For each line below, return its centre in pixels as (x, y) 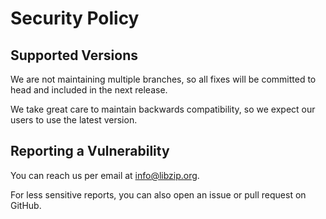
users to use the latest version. (74, 120)
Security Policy (75, 18)
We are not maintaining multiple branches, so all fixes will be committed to (163, 79)
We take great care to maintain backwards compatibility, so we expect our (163, 109)
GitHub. (26, 205)
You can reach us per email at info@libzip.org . (105, 175)
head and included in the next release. (89, 90)
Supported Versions (74, 55)
